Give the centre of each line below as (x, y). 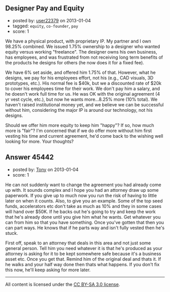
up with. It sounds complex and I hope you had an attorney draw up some (82, 190)
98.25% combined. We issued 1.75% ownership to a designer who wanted (83, 46)
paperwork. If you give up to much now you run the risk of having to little (81, 195)
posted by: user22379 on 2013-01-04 (52, 20)
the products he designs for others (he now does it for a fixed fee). (75, 62)
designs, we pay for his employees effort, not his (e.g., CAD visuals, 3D (79, 77)
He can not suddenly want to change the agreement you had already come (83, 185)
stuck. (12, 233)
